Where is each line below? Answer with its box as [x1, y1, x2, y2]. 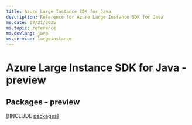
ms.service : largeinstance [6, 36, 72, 42]
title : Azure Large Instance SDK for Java [6, 8, 111, 15]
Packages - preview [6, 97, 80, 107]
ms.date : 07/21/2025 [6, 19, 57, 25]
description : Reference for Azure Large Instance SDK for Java [6, 14, 164, 20]
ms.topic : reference [6, 25, 57, 31]
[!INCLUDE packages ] [6, 113, 59, 119]
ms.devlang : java [6, 31, 49, 36]
